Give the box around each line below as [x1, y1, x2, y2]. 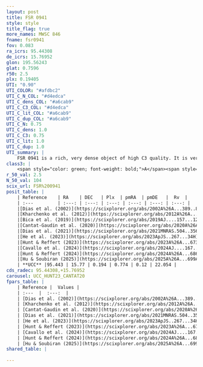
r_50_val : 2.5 [6, 172, 42, 178]
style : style [6, 20, 39, 26]
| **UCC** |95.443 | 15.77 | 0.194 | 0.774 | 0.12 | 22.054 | [17, 262, 177, 268]
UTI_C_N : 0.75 [6, 122, 42, 128]
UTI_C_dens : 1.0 [6, 127, 47, 133]
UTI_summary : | [6, 149, 45, 155]
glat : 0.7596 [6, 65, 39, 71]
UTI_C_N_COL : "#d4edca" [6, 93, 66, 99]
